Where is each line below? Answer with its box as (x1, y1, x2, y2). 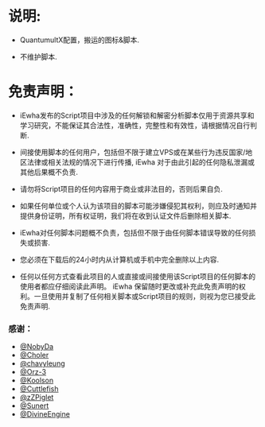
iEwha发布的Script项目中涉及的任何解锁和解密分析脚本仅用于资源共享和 (19, 111, 255, 120)
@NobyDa (19, 342, 54, 351)
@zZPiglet (19, 393, 54, 402)
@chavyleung (19, 359, 65, 368)
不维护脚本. (19, 52, 57, 61)
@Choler (19, 351, 49, 360)
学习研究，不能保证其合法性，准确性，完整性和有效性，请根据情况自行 (19, 120, 251, 130)
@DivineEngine (19, 410, 70, 419)
